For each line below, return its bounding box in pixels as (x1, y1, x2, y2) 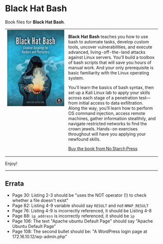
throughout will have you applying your (68, 131, 146, 137)
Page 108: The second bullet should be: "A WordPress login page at (12, 228, 147, 234)
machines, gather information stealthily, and (68, 115, 156, 121)
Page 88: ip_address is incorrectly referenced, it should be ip (12, 213, 135, 219)
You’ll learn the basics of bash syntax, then (68, 84, 154, 90)
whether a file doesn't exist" (12, 198, 69, 203)
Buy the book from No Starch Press (68, 146, 138, 151)
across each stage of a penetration (68, 94, 138, 100)
